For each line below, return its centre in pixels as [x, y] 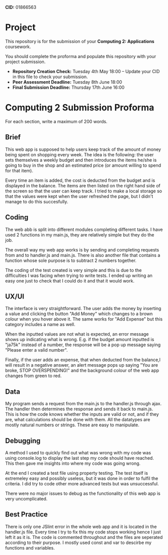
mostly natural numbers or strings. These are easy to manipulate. [72, 425]
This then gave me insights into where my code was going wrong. [73, 463]
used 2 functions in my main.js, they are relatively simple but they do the [80, 234]
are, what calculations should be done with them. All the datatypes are [78, 420]
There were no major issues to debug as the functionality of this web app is [83, 493]
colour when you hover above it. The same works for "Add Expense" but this [84, 319]
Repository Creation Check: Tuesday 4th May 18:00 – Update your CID [86, 71]
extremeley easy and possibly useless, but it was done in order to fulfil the [82, 478]
